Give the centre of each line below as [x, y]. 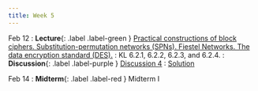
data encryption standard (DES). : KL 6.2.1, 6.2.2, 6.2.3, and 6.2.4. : [116, 55]
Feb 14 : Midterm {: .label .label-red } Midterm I [84, 78]
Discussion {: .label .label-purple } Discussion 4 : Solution [101, 63]
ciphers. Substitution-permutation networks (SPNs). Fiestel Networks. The [129, 46]
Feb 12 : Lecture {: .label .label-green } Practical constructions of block [122, 38]
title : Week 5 [32, 15]
